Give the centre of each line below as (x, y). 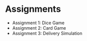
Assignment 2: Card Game (39, 28)
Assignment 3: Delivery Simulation (47, 33)
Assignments (33, 9)
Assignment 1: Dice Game (38, 23)
